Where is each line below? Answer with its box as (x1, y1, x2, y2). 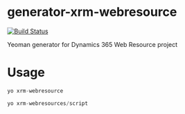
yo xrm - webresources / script (7, 99, 89, 107)
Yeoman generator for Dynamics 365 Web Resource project (7, 40, 178, 48)
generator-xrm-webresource (7, 4, 177, 20)
